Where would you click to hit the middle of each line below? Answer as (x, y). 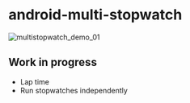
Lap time (35, 81)
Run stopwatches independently (74, 90)
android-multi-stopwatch (95, 15)
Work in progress (53, 62)
